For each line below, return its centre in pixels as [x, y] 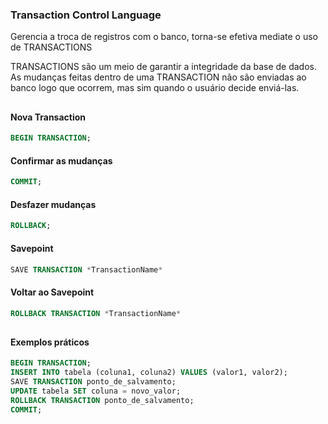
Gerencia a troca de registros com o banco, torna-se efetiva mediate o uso [164, 37]
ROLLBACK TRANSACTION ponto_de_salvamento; [102, 400]
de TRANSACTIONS [51, 47]
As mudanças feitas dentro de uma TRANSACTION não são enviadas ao [158, 77]
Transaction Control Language [86, 15]
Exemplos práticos [50, 342]
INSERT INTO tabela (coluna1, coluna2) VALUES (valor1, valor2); [149, 373]
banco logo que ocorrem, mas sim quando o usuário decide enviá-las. [155, 88]
